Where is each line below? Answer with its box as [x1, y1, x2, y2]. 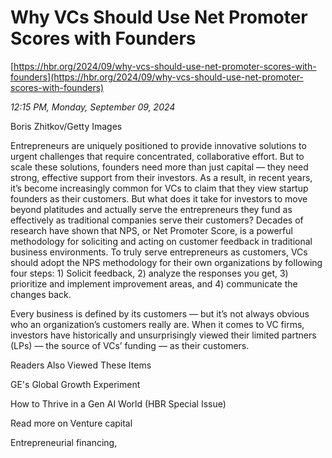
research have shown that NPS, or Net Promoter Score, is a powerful [10, 224, 293, 236]
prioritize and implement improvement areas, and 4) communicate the [10, 277, 298, 290]
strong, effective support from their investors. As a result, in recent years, [10, 171, 313, 183]
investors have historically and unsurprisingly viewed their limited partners [10, 329, 317, 341]
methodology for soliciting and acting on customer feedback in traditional [10, 235, 313, 247]
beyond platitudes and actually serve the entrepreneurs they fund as [10, 203, 293, 215]
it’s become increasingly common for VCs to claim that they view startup [10, 182, 309, 194]
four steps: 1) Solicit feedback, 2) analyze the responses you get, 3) [10, 267, 289, 279]
